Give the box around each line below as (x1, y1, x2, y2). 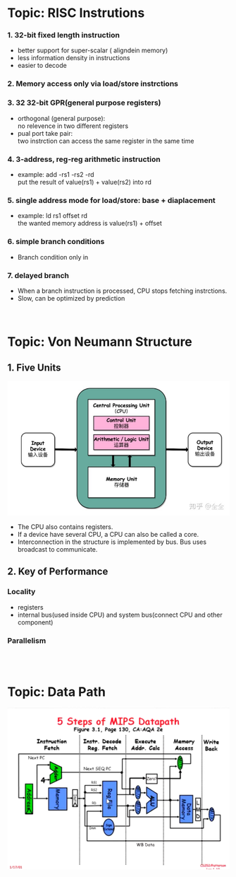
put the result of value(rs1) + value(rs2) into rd (17, 178, 151, 186)
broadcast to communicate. (17, 545, 98, 553)
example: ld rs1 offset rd (17, 211, 88, 220)
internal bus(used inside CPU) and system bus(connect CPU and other (17, 610, 223, 619)
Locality (7, 587, 36, 597)
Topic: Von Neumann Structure (7, 334, 192, 350)
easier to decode (17, 62, 67, 70)
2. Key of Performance (7, 566, 108, 578)
